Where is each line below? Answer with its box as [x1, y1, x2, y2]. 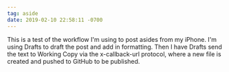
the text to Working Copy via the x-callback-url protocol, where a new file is [7, 49, 221, 58]
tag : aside [7, 10, 39, 17]
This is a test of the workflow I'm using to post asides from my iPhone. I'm [7, 35, 217, 43]
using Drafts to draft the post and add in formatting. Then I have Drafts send [7, 43, 222, 51]
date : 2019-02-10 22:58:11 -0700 [7, 16, 103, 23]
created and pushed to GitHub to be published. [7, 57, 140, 65]
